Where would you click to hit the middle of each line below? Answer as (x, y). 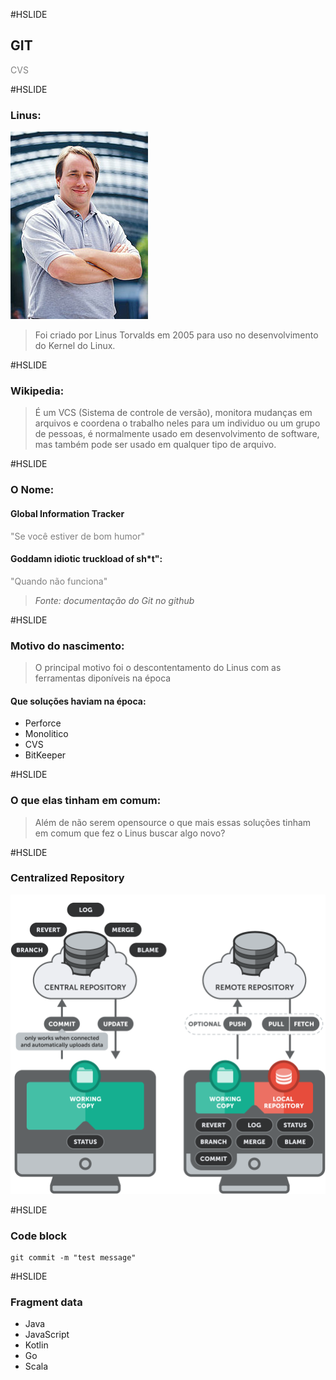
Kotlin (36, 1345)
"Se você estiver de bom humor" (78, 536)
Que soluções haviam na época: (78, 701)
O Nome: (32, 490)
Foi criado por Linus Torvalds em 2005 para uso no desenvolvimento (176, 335)
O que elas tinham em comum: (86, 801)
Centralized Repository (67, 878)
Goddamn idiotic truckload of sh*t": (86, 559)
